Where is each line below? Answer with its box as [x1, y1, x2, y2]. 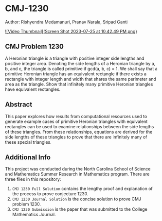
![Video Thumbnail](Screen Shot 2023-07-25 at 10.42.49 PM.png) [5, 28, 137, 34]
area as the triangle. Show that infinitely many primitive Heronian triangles [5, 81, 153, 87]
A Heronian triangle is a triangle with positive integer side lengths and [5, 55, 144, 61]
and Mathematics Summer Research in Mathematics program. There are [5, 171, 150, 177]
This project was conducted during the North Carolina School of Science [5, 166, 151, 172]
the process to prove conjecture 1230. [12, 191, 89, 197]
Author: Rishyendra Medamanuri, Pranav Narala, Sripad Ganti [5, 19, 128, 25]
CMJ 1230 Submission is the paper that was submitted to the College [12, 206, 147, 212]
